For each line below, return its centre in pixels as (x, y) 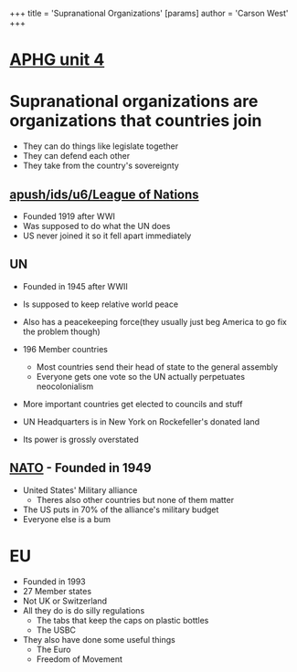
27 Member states (57, 591)
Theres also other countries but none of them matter (135, 499)
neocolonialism (65, 386)
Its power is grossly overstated (80, 439)
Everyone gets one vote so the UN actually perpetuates (140, 376)
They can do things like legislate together (101, 146)
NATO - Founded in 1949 (81, 468)
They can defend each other (76, 156)
